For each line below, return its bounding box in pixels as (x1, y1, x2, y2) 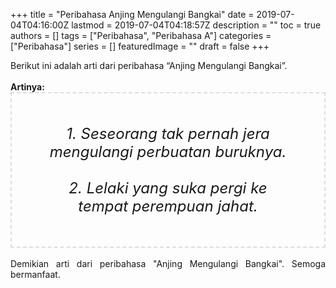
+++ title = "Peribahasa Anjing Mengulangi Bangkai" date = (10, 9, 255, 20)
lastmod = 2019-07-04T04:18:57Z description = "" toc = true (71, 19, 322, 31)
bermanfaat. (10, 269, 61, 280)
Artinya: (10, 81, 45, 93)
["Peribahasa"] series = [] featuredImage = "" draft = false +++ (10, 40, 270, 52)
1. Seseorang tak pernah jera (66, 124, 270, 143)
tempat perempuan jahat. (78, 197, 258, 216)
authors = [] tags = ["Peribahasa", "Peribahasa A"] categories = (10, 30, 272, 41)
